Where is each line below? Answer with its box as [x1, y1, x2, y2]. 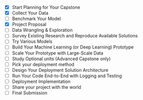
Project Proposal [12, 21, 47, 27]
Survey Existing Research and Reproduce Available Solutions [12, 33, 138, 39]
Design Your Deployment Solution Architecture [12, 67, 109, 73]
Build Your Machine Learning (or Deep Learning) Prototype [12, 44, 134, 50]
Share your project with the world [12, 84, 81, 90]
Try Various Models [12, 38, 53, 44]
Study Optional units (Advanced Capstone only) [12, 56, 111, 62]
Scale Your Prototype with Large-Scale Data [12, 50, 103, 56]
